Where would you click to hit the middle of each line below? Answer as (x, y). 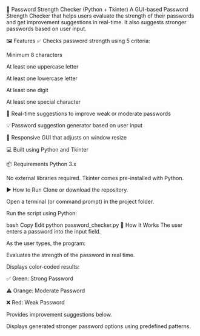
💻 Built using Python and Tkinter (48, 150)
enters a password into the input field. (54, 231)
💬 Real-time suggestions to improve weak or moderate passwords (89, 113)
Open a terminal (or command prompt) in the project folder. (80, 201)
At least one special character (43, 102)
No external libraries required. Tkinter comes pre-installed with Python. (95, 178)
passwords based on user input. (46, 29)
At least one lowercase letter (42, 78)
